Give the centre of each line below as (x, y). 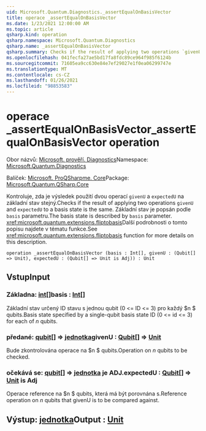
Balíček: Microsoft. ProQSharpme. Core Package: (68, 178)
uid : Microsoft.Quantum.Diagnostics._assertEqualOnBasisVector (89, 12)
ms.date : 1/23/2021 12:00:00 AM (48, 23)
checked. (18, 357)
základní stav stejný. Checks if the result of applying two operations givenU (100, 202)
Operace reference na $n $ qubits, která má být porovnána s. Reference (97, 394)
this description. (27, 242)
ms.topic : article (30, 29)
